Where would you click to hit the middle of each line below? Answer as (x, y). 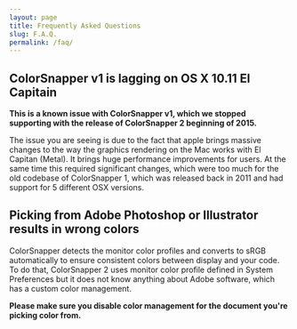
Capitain (33, 92)
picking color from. (45, 315)
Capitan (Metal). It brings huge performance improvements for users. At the (148, 159)
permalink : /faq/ (41, 42)
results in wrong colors (74, 229)
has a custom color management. (70, 288)
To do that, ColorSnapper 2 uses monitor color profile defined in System (141, 269)
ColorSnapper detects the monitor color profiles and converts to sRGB (138, 251)
